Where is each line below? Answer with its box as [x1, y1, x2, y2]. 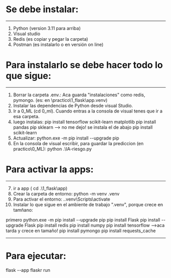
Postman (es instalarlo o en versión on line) [13, 41, 104, 47]
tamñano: [13, 207, 33, 213]
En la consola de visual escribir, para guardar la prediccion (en [13, 140, 144, 146]
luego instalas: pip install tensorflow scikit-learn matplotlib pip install [13, 119, 156, 125]
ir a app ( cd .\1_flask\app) [13, 185, 67, 191]
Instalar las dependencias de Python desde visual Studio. [13, 102, 133, 108]
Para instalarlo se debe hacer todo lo [6, 60, 163, 71]
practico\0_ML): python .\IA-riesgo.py [13, 146, 92, 152]
